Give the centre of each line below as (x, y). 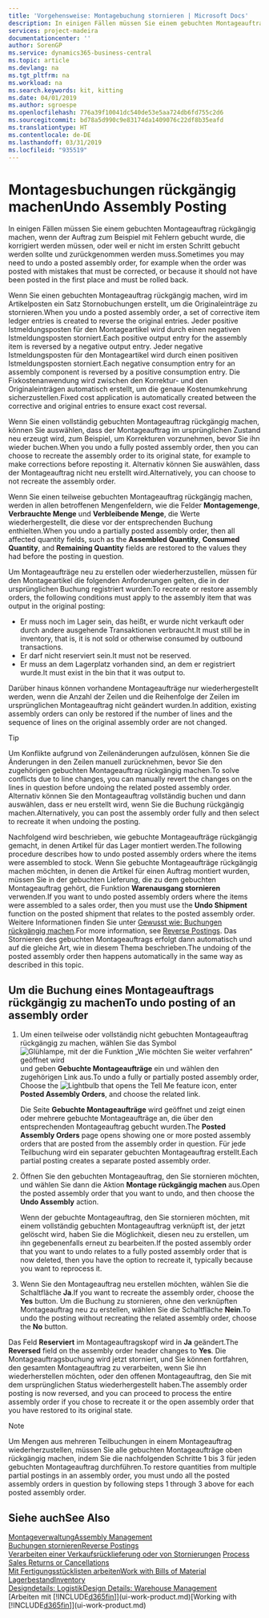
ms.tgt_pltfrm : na (39, 75)
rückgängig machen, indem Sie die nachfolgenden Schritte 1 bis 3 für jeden (132, 1458)
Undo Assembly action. (59, 1202)
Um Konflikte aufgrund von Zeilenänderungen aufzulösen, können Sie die (129, 754)
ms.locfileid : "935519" (48, 150)
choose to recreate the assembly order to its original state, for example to (129, 456)
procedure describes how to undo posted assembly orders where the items (132, 854)
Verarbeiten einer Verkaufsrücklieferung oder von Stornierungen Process (129, 1554)
